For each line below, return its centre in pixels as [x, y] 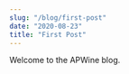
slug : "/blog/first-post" [58, 18]
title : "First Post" [48, 34]
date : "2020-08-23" [46, 26]
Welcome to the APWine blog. [65, 60]
